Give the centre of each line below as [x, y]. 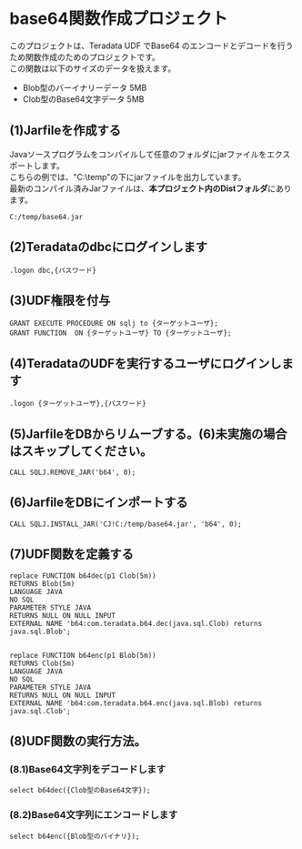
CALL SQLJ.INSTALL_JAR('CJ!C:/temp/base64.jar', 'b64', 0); [126, 524]
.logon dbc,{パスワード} [53, 270]
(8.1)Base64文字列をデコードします [88, 769]
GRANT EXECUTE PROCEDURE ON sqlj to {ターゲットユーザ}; [114, 324]
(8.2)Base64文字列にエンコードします [94, 815]
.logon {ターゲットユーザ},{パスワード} [78, 404]
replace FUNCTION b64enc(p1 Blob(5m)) [83, 655]
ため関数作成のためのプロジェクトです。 [85, 56]
